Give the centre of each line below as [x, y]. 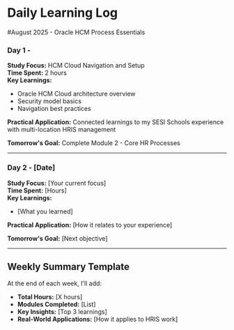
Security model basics [49, 101]
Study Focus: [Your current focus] [57, 183]
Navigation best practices [54, 109]
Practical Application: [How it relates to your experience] [90, 225]
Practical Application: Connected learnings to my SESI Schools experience [116, 122]
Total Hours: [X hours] [50, 297]
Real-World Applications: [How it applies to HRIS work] [97, 320]
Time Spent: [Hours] [37, 190]
